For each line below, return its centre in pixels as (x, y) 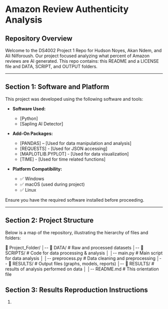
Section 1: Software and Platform (57, 87)
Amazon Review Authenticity (67, 9)
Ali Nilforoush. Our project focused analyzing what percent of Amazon (77, 56)
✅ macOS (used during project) (52, 184)
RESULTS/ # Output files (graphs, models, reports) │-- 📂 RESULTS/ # (83, 263)
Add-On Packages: (33, 133)
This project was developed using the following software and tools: (74, 99)
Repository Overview (39, 38)
